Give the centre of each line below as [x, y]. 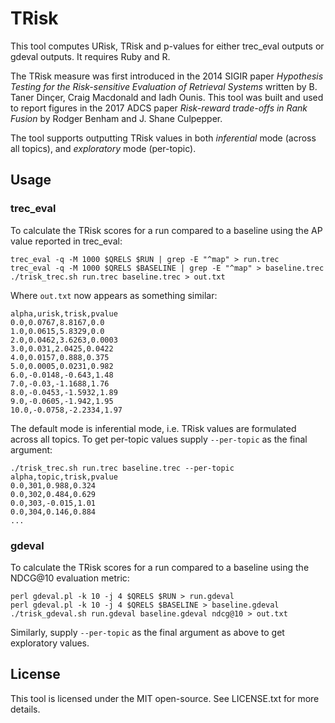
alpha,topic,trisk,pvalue [64, 477]
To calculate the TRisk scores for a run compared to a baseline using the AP [166, 230]
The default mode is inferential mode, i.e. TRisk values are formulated [153, 428]
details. [25, 709]
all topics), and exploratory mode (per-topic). [103, 148]
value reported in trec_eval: [66, 241]
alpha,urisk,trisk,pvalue [64, 313]
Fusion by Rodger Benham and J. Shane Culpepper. [116, 118]
